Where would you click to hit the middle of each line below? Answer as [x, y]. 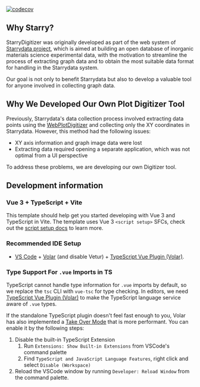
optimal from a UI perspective [51, 155]
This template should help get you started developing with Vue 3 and [91, 216]
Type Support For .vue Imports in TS [59, 272]
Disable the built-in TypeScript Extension [65, 339]
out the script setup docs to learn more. [55, 228]
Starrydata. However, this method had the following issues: [78, 131]
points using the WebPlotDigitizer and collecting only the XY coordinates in [98, 124]
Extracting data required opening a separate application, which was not [102, 149]
